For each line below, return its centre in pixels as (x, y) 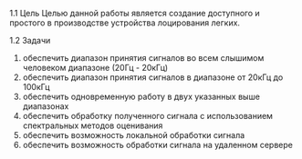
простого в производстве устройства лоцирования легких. (125, 23)
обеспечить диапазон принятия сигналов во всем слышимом (143, 58)
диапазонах (46, 106)
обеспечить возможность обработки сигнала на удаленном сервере (158, 145)
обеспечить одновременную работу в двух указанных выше (141, 96)
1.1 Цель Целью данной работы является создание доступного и (135, 13)
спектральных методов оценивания (93, 125)
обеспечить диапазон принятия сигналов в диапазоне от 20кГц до (153, 77)
